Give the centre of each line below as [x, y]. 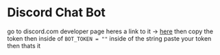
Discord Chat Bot [57, 13]
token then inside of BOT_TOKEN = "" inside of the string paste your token [109, 38]
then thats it [24, 45]
